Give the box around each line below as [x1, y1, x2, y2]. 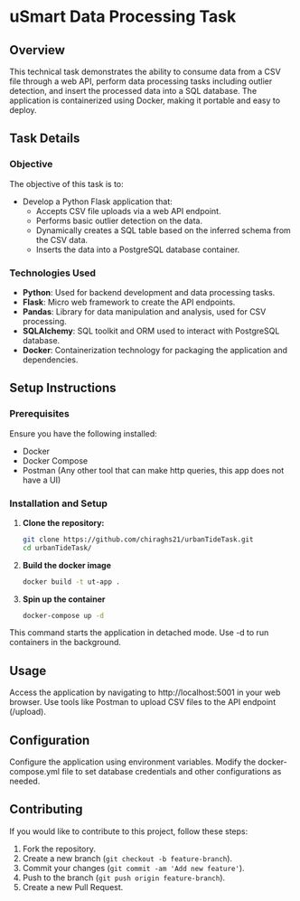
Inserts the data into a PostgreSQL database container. [35, 244, 240, 255]
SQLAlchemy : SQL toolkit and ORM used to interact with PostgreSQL [22, 325, 280, 336]
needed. [9, 775, 41, 787]
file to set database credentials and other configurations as [61, 766, 282, 777]
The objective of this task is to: [9, 178, 124, 189]
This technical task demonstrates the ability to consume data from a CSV [9, 66, 282, 77]
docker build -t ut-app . [22, 577, 120, 587]
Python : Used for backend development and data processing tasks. [22, 286, 276, 297]
